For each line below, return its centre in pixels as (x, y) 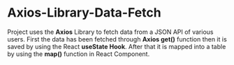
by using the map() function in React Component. (79, 54)
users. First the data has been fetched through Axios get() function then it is (117, 39)
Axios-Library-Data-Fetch (85, 13)
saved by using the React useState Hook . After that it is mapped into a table (117, 46)
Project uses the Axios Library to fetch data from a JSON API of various (110, 32)
